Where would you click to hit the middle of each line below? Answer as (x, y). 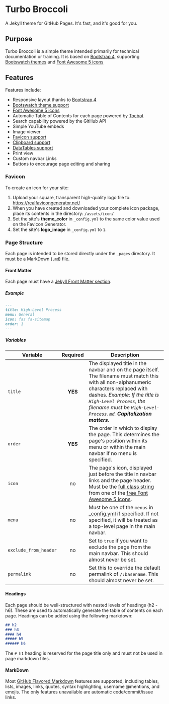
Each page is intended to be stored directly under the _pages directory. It (80, 254)
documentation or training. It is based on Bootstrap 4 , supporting (72, 56)
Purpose (19, 39)
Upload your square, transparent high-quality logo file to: (71, 197)
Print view (23, 153)
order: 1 (14, 324)
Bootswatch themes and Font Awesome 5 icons (54, 62)
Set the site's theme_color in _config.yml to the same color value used (86, 219)
